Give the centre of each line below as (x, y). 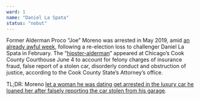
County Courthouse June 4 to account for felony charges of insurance (94, 60)
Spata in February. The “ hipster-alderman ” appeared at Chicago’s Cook (95, 53)
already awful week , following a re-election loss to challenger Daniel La (95, 47)
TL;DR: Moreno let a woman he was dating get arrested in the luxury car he (100, 84)
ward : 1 (16, 12)
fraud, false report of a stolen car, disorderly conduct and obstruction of (96, 66)
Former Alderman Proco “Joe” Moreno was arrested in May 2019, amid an (98, 41)
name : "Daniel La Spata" (38, 18)
